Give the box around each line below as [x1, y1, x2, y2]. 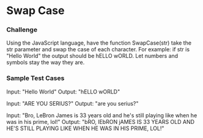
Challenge [6, 26, 38, 34]
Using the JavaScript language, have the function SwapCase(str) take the [6, 39, 191, 46]
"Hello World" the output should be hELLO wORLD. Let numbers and [6, 53, 179, 60]
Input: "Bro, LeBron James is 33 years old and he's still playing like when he [6, 111, 197, 119]
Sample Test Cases [6, 74, 65, 82]
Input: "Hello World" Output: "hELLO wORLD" [6, 88, 120, 95]
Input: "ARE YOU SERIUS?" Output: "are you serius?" [6, 100, 139, 107]
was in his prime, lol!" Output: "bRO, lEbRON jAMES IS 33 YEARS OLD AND [6, 118, 194, 125]
